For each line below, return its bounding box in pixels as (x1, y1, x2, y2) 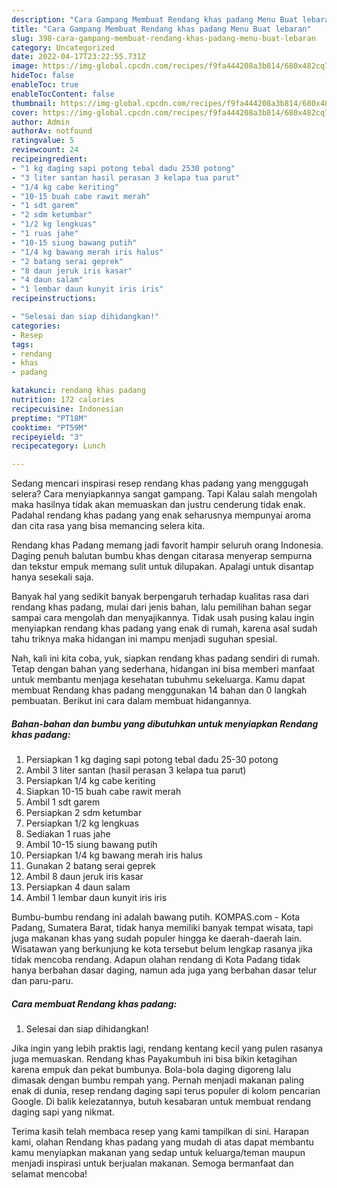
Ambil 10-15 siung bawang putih (25, 839, 158, 851)
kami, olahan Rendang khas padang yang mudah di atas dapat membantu (11, 1136, 314, 1148)
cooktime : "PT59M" (11, 422, 88, 433)
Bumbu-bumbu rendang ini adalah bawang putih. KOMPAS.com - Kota (11, 911, 301, 923)
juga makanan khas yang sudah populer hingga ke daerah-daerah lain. (11, 932, 303, 945)
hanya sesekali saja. (11, 571, 94, 583)
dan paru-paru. (11, 975, 74, 987)
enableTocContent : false (11, 89, 115, 99)
